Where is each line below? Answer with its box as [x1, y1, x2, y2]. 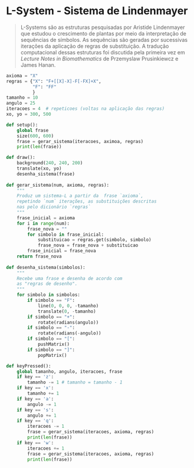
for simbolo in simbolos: [17, 292, 81, 298]
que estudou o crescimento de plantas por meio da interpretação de [20, 30, 187, 37]
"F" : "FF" [32, 84, 57, 90]
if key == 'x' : [17, 385, 54, 391]
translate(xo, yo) [17, 165, 62, 172]
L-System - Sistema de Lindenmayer [6, 4, 188, 18]
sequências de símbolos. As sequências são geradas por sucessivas [20, 36, 188, 43]
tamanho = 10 [6, 95, 38, 101]
